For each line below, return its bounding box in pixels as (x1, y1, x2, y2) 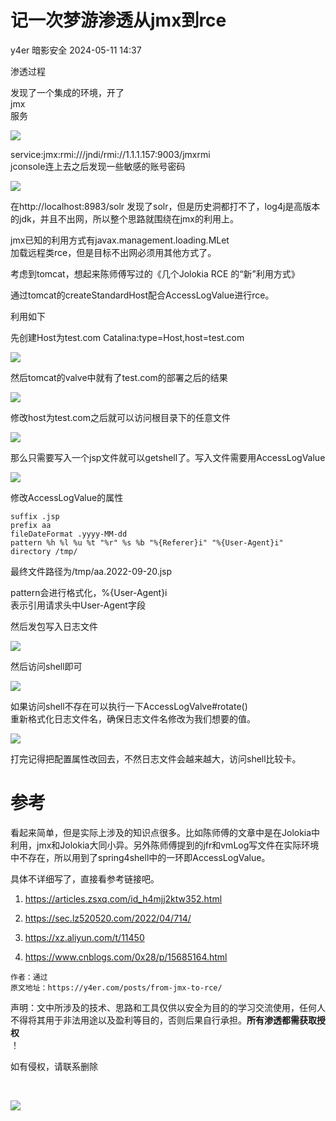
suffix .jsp (10, 511, 60, 521)
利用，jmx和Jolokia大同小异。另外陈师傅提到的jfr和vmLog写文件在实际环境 (10, 839, 320, 851)
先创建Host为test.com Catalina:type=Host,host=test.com (10, 331, 245, 343)
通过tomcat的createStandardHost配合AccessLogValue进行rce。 (10, 289, 275, 301)
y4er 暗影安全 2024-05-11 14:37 (10, 44, 142, 56)
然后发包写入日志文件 (10, 620, 98, 632)
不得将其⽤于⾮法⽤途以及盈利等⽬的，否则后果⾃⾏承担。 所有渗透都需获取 (10, 1014, 317, 1026)
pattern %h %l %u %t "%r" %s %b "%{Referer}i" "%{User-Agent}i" (10, 537, 284, 548)
